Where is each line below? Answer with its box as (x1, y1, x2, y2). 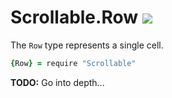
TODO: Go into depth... (10, 76, 105, 88)
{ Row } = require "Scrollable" (10, 58, 137, 68)
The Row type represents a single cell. (10, 39, 164, 51)
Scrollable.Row (10, 6, 139, 29)
